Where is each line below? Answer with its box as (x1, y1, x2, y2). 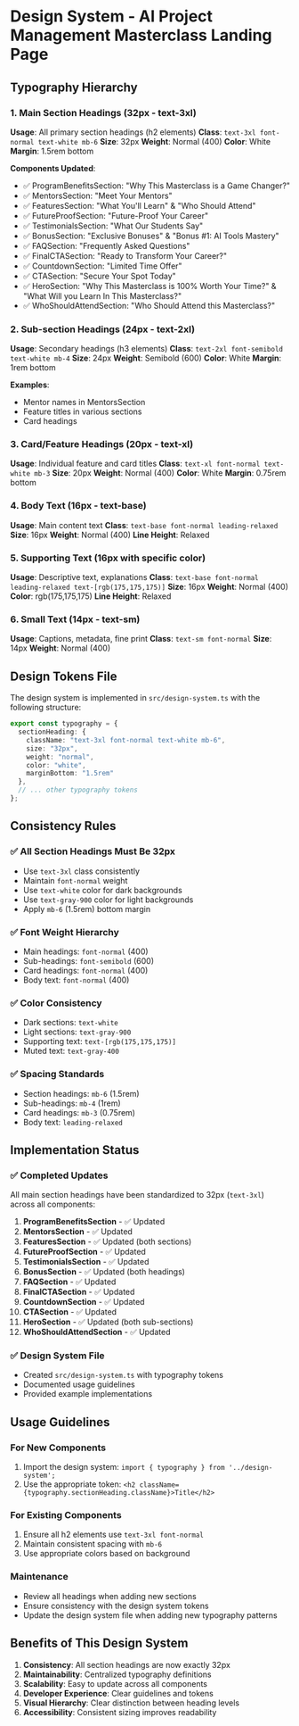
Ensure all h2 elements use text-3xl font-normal (22, 1529, 204, 1540)
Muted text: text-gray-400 (22, 1046, 119, 1057)
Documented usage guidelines (22, 1379, 136, 1390)
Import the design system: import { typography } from (22, 1462, 225, 1473)
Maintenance (10, 1571, 69, 1583)
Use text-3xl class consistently (22, 866, 141, 876)
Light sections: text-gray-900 (22, 1026, 132, 1037)
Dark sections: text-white (22, 1017, 119, 1028)
